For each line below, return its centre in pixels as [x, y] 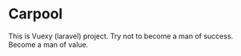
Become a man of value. [48, 44]
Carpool [36, 14]
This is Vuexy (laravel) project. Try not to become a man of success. [121, 36]
